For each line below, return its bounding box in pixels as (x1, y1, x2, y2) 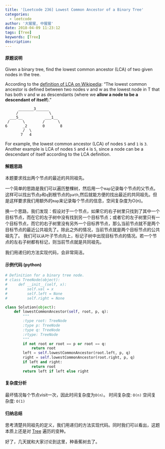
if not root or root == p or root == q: (23, 341, 107, 346)
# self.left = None (5, 291, 63, 296)
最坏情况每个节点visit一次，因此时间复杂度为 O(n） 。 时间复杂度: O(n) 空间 (5, 392, 152, 398)
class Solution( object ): (5, 305, 56, 310)
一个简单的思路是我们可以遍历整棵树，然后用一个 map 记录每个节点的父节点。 (5, 186, 158, 192)
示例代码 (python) (5, 261, 42, 267)
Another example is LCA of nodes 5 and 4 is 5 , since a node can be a (5, 146, 144, 152)
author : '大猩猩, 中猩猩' (5, 21, 54, 26)
